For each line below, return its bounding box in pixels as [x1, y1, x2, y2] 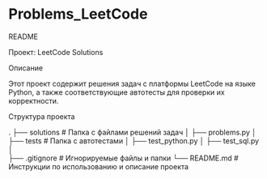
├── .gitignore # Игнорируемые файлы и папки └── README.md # [8, 153, 239, 163]
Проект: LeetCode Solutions [8, 47, 104, 57]
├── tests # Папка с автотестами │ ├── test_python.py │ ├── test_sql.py [8, 135, 260, 146]
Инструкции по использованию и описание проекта [8, 161, 189, 171]
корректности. [8, 96, 59, 105]
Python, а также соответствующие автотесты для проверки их [8, 87, 225, 97]
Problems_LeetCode [8, 5, 148, 23]
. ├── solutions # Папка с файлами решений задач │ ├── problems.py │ [8, 127, 256, 137]
